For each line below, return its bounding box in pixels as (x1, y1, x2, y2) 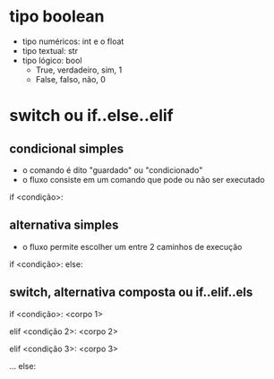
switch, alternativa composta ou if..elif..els (9, 285, 253, 300)
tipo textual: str (21, 45, 79, 56)
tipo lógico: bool (21, 55, 82, 65)
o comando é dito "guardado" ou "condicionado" (21, 164, 203, 176)
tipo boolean (9, 6, 105, 27)
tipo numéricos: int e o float (21, 36, 124, 47)
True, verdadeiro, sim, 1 (35, 65, 123, 75)
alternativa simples (9, 218, 119, 233)
